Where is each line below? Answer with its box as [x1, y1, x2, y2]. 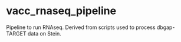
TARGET [6, 30, 27, 37]
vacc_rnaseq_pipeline [6, 4, 117, 18]
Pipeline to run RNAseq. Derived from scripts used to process [6, 24, 156, 31]
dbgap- [156, 24, 175, 31]
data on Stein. [27, 30, 62, 37]
